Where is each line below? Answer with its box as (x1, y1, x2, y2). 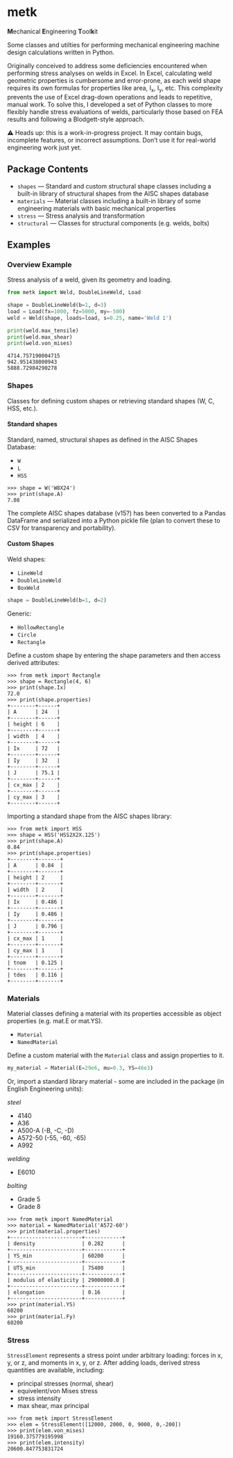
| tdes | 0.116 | (7, 971, 64, 978)
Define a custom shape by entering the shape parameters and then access (7, 651, 221, 659)
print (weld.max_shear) (7, 333, 73, 341)
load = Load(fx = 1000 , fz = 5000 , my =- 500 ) (7, 307, 126, 315)
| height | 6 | (7, 721, 60, 728)
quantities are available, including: (7, 1366, 105, 1375)
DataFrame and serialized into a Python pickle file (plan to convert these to (7, 516, 221, 524)
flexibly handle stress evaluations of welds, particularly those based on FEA (7, 107, 223, 115)
